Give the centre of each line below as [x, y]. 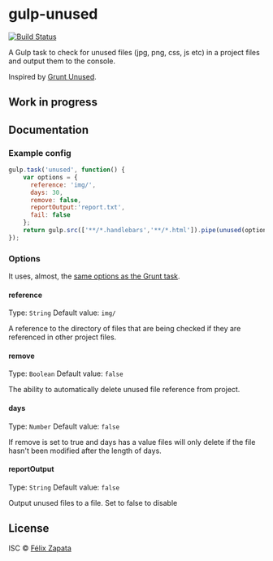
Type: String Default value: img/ [62, 313]
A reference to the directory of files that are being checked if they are [125, 329]
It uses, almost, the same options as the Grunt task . [94, 276]
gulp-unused [53, 14]
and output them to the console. [62, 61]
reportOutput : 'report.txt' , [78, 208]
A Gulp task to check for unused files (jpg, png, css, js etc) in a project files [134, 52]
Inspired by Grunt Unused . [53, 76]
